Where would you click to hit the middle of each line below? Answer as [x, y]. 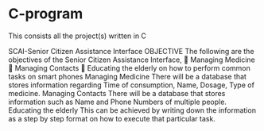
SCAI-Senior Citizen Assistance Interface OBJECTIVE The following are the [131, 51]
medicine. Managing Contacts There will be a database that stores [117, 93]
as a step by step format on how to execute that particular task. [112, 118]
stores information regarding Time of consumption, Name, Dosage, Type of [131, 85]
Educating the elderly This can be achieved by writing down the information [132, 110]
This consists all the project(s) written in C [78, 36]
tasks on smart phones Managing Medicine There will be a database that [127, 76]
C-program [46, 14]
